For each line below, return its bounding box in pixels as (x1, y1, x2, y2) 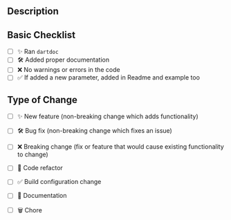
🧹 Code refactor (17, 164, 64, 172)
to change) (17, 150, 48, 158)
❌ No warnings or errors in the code (17, 66, 120, 74)
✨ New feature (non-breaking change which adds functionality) (17, 112, 198, 120)
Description (7, 6, 59, 17)
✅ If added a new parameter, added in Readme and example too (17, 73, 201, 82)
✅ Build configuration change (17, 178, 102, 186)
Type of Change (7, 93, 77, 106)
